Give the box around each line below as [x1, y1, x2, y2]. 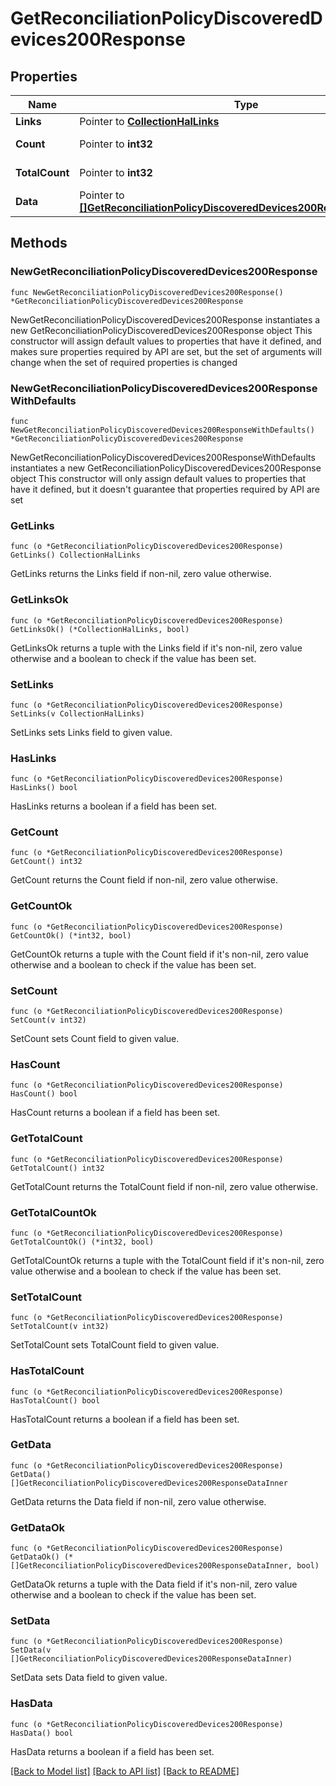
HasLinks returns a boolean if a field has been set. [10, 800, 217, 812]
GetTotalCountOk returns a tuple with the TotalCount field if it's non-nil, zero [10, 1254, 325, 1266]
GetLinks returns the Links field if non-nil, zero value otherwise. [10, 568, 272, 580]
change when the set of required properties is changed [10, 356, 238, 368]
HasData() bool [10, 1728, 74, 1738]
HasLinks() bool [10, 783, 78, 793]
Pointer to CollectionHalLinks [79, 115, 220, 128]
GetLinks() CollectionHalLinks [10, 550, 141, 561]
